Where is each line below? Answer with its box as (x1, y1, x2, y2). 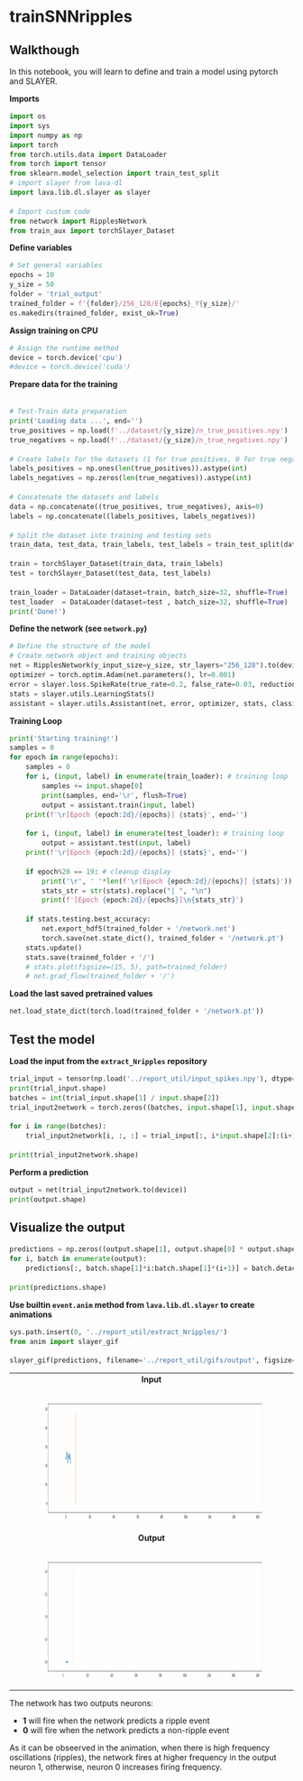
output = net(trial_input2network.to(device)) (9, 1185, 188, 1194)
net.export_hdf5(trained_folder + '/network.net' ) (41, 924, 236, 933)
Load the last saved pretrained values (9, 988, 153, 999)
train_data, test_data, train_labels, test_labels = (9, 540, 212, 550)
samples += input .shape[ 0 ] (41, 781, 143, 791)
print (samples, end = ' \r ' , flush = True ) (41, 791, 188, 800)
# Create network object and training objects (9, 652, 188, 661)
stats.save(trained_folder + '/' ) (25, 952, 155, 962)
